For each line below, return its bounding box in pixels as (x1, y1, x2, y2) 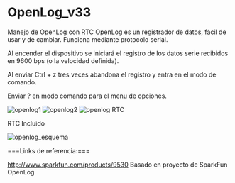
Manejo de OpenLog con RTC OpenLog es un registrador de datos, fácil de (7, 28, 226, 36)
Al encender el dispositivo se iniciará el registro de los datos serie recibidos (7, 49, 229, 57)
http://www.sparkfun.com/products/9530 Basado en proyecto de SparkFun (7, 160, 228, 169)
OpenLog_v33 (7, 4, 92, 21)
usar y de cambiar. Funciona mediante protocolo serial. (7, 35, 168, 43)
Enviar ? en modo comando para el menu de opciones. (7, 91, 167, 100)
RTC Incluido (7, 118, 45, 128)
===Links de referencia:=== (7, 146, 90, 155)
